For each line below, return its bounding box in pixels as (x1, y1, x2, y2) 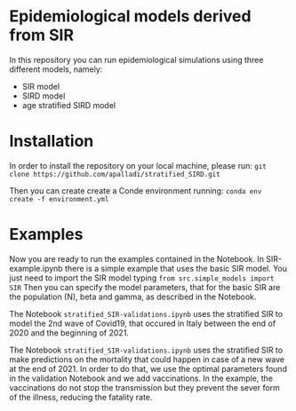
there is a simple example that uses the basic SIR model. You (65, 263, 287, 273)
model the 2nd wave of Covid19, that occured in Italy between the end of (9, 318, 276, 328)
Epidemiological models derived (9, 6, 252, 27)
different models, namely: (9, 64, 103, 75)
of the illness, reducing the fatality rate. (9, 391, 153, 402)
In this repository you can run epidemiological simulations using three (9, 54, 264, 65)
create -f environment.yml (9, 194, 109, 203)
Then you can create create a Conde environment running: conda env (9, 185, 262, 196)
